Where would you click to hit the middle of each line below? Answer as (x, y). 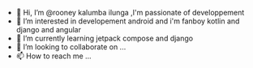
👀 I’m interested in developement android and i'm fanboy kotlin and (128, 21)
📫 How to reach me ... (54, 56)
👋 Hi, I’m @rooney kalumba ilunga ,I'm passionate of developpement (130, 13)
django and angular (48, 30)
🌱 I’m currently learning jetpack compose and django (104, 38)
